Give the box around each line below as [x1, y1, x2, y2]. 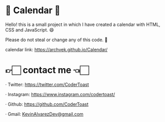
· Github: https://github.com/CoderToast [5, 101, 89, 107]
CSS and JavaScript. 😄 [5, 26, 54, 33]
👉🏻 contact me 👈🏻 [5, 65, 89, 76]
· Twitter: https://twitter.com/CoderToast [5, 81, 90, 87]
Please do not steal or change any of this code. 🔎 [5, 37, 108, 43]
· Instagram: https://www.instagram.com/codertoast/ [5, 91, 115, 97]
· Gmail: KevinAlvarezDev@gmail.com [5, 111, 84, 117]
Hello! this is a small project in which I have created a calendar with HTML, [5, 21, 160, 27]
